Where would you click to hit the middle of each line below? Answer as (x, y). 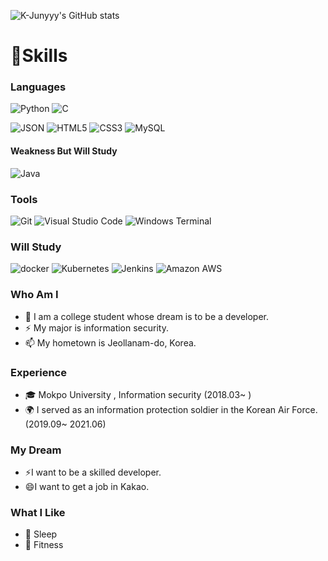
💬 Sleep (41, 534)
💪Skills (39, 56)
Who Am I (34, 295)
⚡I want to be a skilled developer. (93, 472)
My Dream (36, 450)
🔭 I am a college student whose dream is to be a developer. (146, 316)
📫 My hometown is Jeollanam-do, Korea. (110, 342)
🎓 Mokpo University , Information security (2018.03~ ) (138, 394)
